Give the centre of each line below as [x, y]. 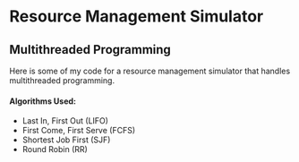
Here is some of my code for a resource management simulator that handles [150, 71]
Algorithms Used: [43, 101]
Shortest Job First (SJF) [66, 140]
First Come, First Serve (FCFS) [79, 131]
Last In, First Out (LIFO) [65, 121]
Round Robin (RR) [55, 149]
